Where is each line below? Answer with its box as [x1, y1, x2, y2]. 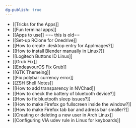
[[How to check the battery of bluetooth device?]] [12, 90, 116, 96]
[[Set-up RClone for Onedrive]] [12, 37, 77, 43]
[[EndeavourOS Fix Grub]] [12, 64, 67, 70]
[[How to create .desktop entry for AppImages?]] [12, 42, 114, 48]
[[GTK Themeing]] [12, 69, 50, 75]
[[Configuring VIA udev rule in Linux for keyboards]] [12, 117, 121, 123]
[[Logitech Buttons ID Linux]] [12, 53, 73, 59]
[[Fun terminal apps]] [12, 26, 57, 33]
